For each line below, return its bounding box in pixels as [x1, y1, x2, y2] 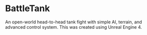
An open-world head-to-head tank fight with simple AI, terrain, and [5, 19, 143, 25]
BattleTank [5, 3, 50, 14]
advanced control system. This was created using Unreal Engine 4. [5, 24, 143, 30]
